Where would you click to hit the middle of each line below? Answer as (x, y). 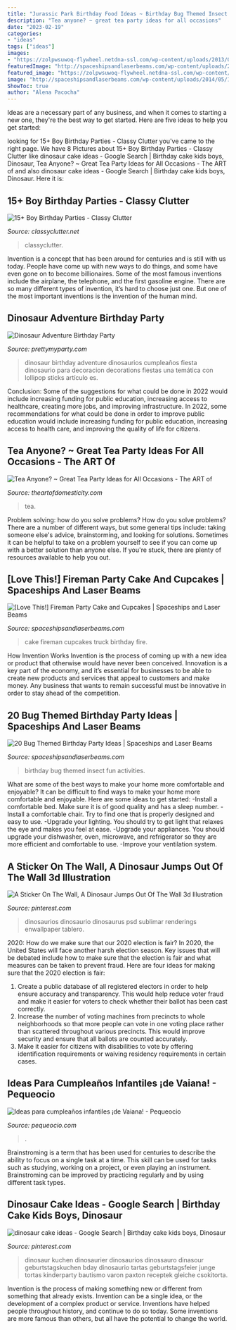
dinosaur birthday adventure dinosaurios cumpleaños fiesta (111, 362)
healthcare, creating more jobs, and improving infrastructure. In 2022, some (117, 406)
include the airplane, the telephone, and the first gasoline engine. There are (116, 281)
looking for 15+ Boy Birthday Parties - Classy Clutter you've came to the (111, 141)
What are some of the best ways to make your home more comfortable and (116, 784)
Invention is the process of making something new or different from (105, 1288)
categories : (25, 33)
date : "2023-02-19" (36, 27)
